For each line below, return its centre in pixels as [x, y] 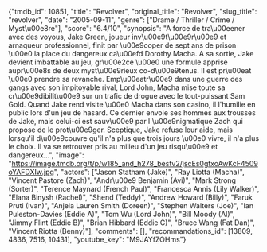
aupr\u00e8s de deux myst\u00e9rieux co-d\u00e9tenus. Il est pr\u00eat [130, 70]
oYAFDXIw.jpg [31, 172]
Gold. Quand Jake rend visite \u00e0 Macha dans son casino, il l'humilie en [132, 104]
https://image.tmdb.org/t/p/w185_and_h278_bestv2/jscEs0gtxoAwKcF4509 [135, 163]
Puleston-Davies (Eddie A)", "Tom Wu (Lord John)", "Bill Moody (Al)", [122, 214]
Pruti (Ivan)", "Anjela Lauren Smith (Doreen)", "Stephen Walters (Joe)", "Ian [131, 205]
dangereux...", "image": [47, 155]
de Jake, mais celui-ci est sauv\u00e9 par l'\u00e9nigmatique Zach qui [126, 121]
